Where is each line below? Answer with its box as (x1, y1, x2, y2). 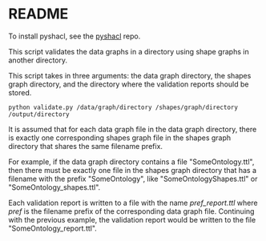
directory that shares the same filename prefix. (8, 141, 163, 151)
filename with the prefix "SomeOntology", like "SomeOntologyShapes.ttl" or (8, 174, 258, 183)
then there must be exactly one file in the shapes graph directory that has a (8, 165, 257, 175)
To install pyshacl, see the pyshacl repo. (8, 31, 141, 41)
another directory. (8, 55, 68, 65)
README (8, 5, 69, 23)
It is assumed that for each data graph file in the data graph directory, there (8, 124, 257, 134)
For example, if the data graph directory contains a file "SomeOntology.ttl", (8, 157, 255, 167)
